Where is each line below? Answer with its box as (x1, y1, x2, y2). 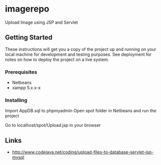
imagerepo (5, 3, 49, 15)
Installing (5, 97, 28, 104)
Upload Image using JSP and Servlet (5, 19, 78, 25)
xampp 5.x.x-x (12, 85, 41, 90)
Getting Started (5, 33, 53, 42)
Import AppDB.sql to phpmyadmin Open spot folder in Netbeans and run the (5, 108, 157, 114)
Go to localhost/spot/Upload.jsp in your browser (5, 122, 101, 128)
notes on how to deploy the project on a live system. (5, 57, 109, 62)
